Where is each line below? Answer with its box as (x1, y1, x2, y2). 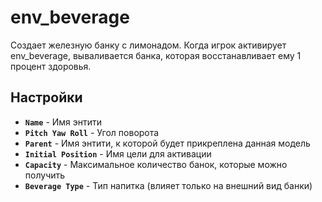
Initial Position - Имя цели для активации (24, 147, 212, 160)
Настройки (10, 89, 83, 106)
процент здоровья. (10, 60, 92, 72)
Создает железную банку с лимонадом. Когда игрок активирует (10, 39, 287, 51)
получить (24, 169, 66, 181)
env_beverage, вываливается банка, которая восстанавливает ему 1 (10, 49, 302, 61)
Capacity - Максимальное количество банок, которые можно (24, 158, 288, 170)
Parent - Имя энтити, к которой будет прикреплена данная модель (24, 137, 311, 149)
